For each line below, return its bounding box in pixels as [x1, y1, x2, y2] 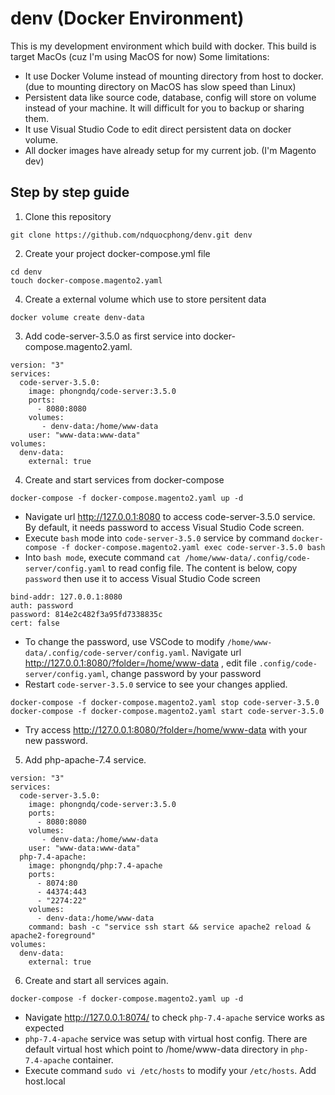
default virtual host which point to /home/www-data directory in [24, 1043, 289, 1055]
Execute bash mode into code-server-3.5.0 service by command [24, 532, 290, 544]
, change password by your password [105, 667, 262, 679]
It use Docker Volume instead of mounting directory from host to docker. [24, 70, 324, 82]
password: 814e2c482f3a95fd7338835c [10, 609, 163, 619]
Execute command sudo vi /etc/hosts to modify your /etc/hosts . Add [24, 1064, 317, 1076]
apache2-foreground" [10, 930, 97, 941]
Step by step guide [10, 184, 130, 201]
